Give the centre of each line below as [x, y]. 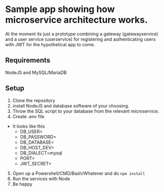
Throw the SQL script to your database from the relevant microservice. [86, 111]
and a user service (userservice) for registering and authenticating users [80, 39]
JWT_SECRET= [36, 163]
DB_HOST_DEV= [37, 147]
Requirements [28, 61]
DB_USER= [31, 131]
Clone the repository [34, 100]
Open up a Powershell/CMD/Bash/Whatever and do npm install [79, 173]
